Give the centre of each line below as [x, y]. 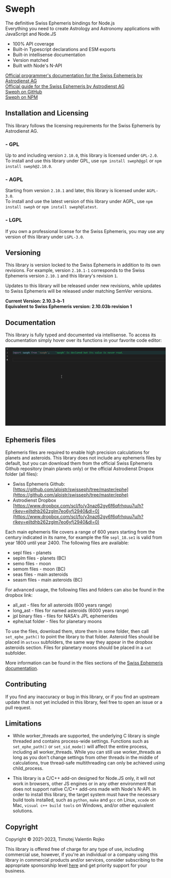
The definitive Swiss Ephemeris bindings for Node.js [60, 23]
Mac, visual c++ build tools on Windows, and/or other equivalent [83, 805]
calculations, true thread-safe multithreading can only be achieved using [89, 763]
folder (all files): [22, 474]
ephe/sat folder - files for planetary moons [57, 621]
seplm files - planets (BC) [39, 558]
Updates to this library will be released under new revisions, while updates [83, 286]
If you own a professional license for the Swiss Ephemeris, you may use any [85, 231]
